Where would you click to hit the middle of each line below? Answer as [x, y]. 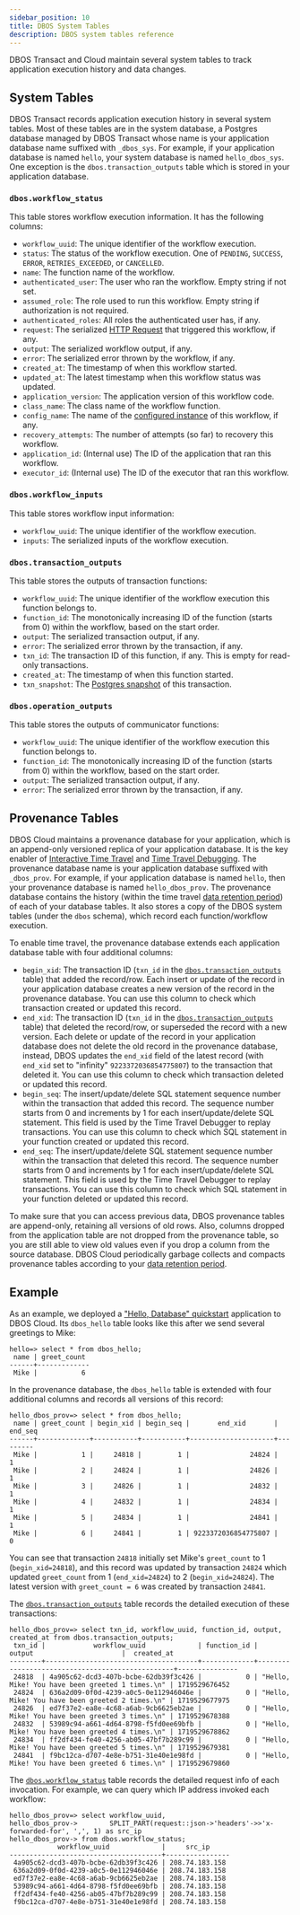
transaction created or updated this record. [102, 1008]
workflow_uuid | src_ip [133, 1847]
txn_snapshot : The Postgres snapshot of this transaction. [127, 684]
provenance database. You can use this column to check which [139, 998]
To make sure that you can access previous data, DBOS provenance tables [147, 1217]
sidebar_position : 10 [50, 18]
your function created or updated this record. [106, 1142]
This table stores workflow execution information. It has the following [137, 217]
